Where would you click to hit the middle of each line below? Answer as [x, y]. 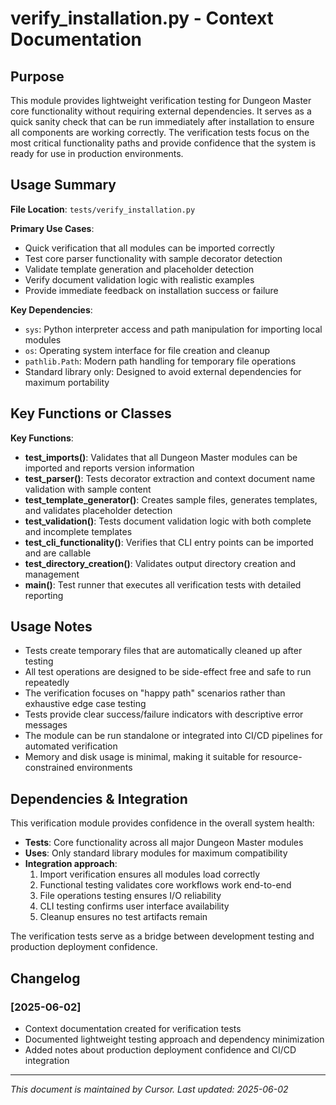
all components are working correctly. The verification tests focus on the [160, 132]
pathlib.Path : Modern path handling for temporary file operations [160, 361]
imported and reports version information [109, 468]
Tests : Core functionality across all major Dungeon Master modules [164, 843]
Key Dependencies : [51, 309]
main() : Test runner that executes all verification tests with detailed [163, 584]
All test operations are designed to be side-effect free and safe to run [168, 672]
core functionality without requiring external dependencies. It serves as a [161, 111]
